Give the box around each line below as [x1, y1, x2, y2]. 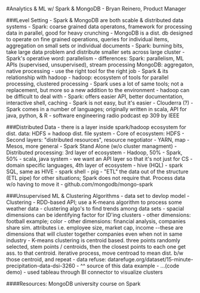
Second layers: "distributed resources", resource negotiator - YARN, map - [6, 136, 190, 143]
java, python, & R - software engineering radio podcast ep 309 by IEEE [6, 112, 180, 119]
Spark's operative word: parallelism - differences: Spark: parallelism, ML [6, 55, 184, 62]
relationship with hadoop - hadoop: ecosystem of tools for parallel [6, 74, 169, 81]
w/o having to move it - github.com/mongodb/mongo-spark [6, 181, 153, 188]
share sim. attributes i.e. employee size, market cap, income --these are [6, 224, 183, 231]
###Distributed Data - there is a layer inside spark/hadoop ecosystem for [6, 124, 187, 130]
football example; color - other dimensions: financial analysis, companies [6, 218, 186, 225]
